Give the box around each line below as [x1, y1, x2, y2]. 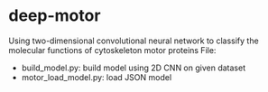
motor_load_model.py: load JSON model [21, 71, 172, 82]
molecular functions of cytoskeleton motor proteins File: [8, 44, 217, 55]
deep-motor [8, 5, 101, 26]
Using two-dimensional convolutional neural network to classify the [8, 35, 259, 46]
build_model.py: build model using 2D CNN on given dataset [21, 62, 245, 73]
